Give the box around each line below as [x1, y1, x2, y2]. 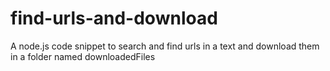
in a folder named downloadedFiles [10, 50, 156, 62]
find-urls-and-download [10, 7, 218, 30]
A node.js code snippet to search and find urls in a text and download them [10, 40, 320, 52]
